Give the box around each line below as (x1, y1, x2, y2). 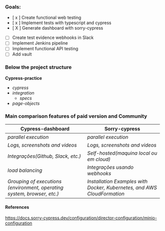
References (5, 204, 29, 210)
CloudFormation (87, 191, 125, 198)
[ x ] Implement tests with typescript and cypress (12, 20, 111, 26)
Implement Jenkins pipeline (12, 40, 68, 46)
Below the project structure (5, 64, 72, 71)
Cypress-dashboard (20, 126, 70, 132)
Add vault (12, 51, 32, 57)
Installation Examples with (87, 178, 148, 185)
